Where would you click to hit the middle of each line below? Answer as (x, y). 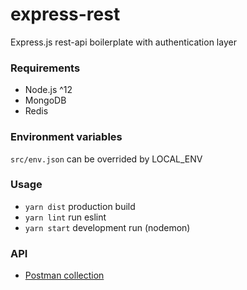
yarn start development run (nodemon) (107, 227)
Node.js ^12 (48, 90)
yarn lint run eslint (65, 217)
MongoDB (45, 100)
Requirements (45, 68)
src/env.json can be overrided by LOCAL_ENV (106, 159)
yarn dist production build (80, 206)
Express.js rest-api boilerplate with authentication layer (123, 42)
